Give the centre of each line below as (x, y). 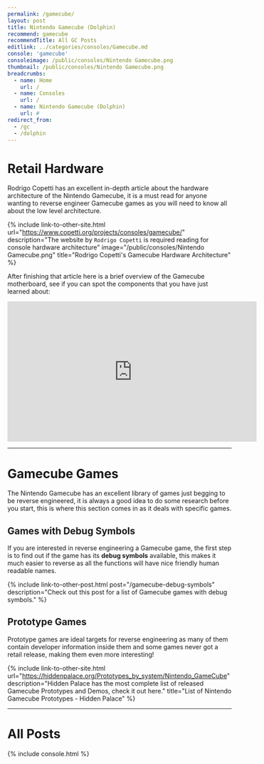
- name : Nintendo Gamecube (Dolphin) (70, 107)
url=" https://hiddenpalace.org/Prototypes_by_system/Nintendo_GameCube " (118, 676)
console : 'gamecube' (38, 54)
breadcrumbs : (27, 73)
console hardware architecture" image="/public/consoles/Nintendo (106, 247)
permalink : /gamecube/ (41, 14)
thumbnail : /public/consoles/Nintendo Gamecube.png (85, 67)
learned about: (29, 291)
